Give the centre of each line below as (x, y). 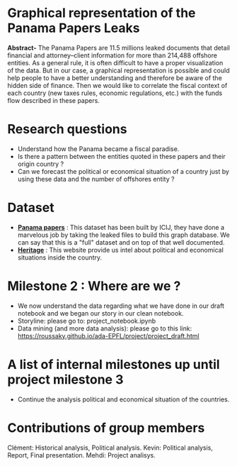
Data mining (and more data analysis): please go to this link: (105, 328)
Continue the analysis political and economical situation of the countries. (123, 399)
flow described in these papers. (54, 100)
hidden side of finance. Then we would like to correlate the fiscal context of (117, 85)
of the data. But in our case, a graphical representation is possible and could (118, 70)
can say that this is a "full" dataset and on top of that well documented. (121, 242)
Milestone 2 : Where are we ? (94, 286)
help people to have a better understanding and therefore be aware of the (115, 78)
